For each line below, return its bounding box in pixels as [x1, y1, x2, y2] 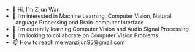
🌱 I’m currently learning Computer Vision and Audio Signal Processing [12, 25, 189, 32]
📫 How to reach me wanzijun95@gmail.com [12, 39, 125, 46]
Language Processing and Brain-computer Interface [12, 19, 144, 26]
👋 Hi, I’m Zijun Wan [12, 6, 60, 13]
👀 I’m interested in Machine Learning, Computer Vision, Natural [12, 12, 172, 20]
